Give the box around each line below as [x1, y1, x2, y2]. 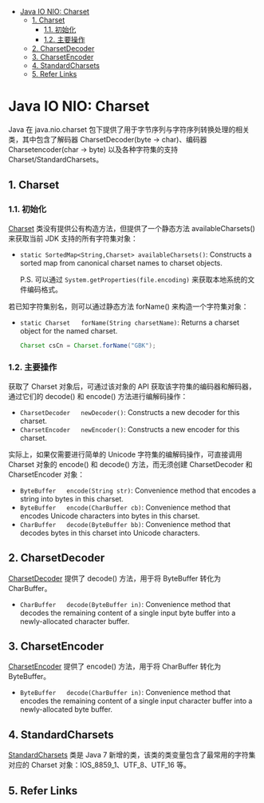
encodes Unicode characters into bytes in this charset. [19, 511, 200, 521]
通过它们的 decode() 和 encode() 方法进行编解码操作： [8, 391, 188, 401]
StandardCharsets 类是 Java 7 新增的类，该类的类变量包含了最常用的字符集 [8, 750, 256, 760]
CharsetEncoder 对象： [8, 469, 85, 479]
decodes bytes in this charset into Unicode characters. [19, 528, 201, 537]
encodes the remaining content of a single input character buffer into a [19, 696, 253, 706]
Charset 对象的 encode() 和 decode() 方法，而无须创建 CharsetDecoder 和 [8, 459, 253, 469]
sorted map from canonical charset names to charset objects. [19, 258, 223, 267]
